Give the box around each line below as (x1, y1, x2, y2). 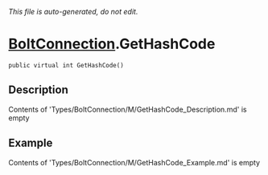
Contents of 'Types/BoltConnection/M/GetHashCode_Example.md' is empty (8, 157, 260, 167)
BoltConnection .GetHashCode (8, 35, 216, 53)
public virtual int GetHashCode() (8, 61, 125, 69)
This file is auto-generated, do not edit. (8, 7, 138, 16)
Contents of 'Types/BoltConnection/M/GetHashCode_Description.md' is (8, 104, 247, 114)
